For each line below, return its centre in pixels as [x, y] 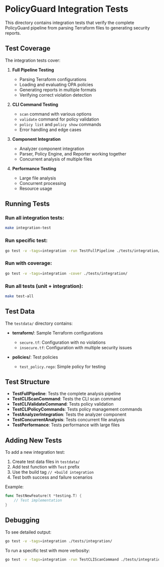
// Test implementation [38, 501]
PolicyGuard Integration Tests [67, 9]
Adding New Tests [33, 440]
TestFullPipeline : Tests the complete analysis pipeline [66, 394]
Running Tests [27, 204]
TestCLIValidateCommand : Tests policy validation [63, 404]
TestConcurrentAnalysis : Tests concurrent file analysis [68, 420]
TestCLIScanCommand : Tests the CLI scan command [66, 399]
